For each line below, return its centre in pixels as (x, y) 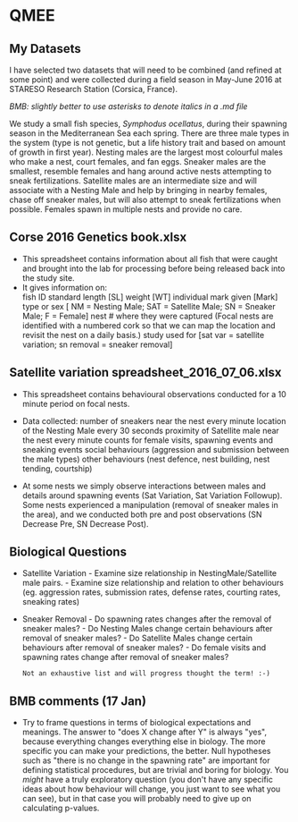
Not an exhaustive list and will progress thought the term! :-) (146, 674)
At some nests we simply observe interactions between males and (144, 486)
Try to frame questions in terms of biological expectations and (137, 723)
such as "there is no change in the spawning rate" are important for (146, 760)
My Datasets (46, 49)
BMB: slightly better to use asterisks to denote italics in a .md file (128, 106)
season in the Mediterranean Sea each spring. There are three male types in (149, 133)
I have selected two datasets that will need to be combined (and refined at (145, 70)
